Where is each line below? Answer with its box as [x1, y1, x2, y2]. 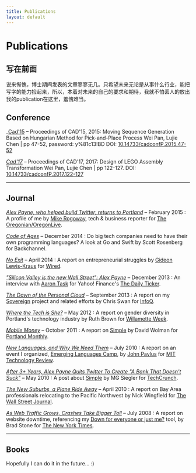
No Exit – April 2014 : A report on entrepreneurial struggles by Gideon [6, 256, 173, 264]
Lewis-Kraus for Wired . [6, 263, 62, 270]
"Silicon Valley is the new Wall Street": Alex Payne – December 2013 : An [6, 274, 181, 281]
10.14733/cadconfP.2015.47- [117, 141, 187, 148]
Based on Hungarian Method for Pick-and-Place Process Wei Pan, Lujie [6, 134, 178, 141]
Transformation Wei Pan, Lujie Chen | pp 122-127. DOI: [6, 165, 136, 172]
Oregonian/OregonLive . [6, 221, 62, 229]
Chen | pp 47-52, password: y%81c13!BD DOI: [6, 141, 117, 148]
